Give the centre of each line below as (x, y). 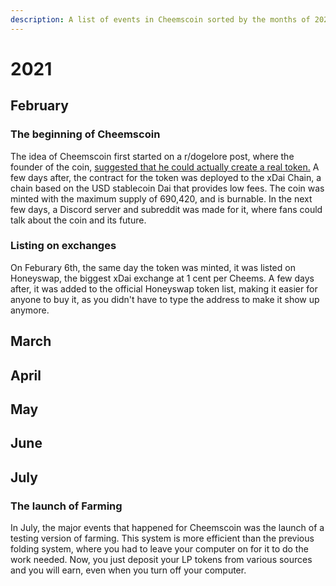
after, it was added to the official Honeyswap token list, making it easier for (164, 288)
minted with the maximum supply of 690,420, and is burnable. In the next (161, 198)
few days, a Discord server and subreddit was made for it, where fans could (166, 209)
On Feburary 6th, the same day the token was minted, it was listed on (153, 267)
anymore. (30, 310)
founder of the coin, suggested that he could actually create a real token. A (165, 167)
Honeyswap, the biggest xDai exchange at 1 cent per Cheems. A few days (162, 278)
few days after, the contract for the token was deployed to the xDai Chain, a (166, 177)
